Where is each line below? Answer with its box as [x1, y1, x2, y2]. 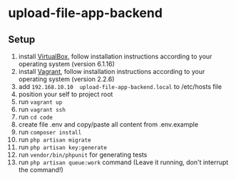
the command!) [18, 166, 63, 174]
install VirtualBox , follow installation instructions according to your [18, 52, 212, 60]
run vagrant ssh [18, 105, 66, 113]
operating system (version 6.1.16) [18, 60, 115, 68]
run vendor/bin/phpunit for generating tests [18, 151, 148, 159]
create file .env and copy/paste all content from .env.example [18, 120, 199, 129]
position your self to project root [18, 90, 113, 98]
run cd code [18, 112, 53, 121]
